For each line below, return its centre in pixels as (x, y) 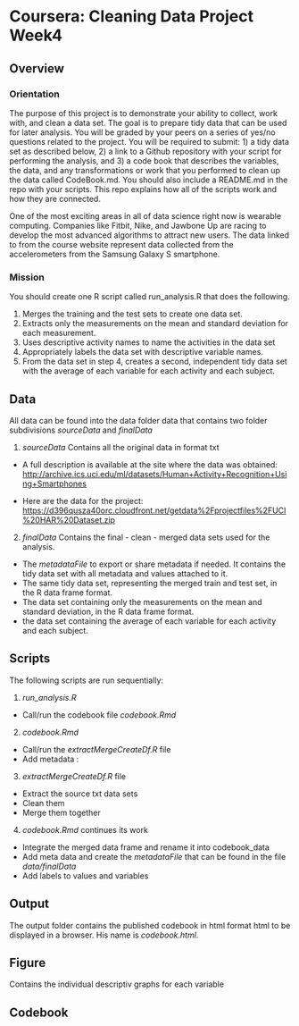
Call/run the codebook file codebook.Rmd (99, 715)
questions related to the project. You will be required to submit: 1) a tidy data (149, 141)
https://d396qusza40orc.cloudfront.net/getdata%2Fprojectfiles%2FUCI (154, 510)
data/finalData (49, 866)
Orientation (34, 94)
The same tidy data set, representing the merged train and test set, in (149, 583)
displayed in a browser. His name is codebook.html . (104, 935)
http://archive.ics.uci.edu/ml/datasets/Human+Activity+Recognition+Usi (154, 474)
